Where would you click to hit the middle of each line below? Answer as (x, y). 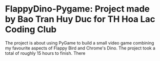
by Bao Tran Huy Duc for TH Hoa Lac (80, 19)
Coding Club (31, 30)
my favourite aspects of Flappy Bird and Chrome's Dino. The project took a (80, 48)
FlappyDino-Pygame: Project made (77, 9)
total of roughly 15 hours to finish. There (45, 53)
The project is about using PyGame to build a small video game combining (80, 43)
